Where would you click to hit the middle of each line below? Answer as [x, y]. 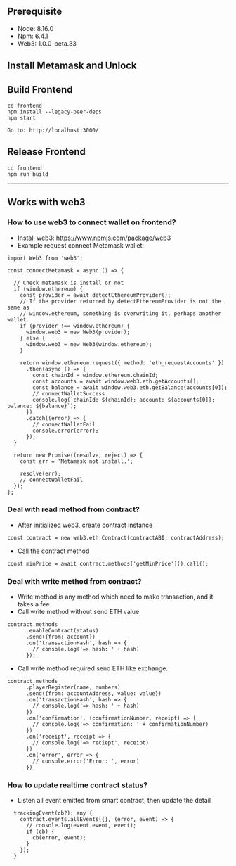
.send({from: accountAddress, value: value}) [93, 694]
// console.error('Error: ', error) [86, 762]
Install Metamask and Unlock [72, 66]
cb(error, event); [59, 838]
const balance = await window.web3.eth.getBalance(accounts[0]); [130, 387]
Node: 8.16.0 [35, 28]
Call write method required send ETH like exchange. [93, 668]
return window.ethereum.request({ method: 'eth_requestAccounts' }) [122, 363]
